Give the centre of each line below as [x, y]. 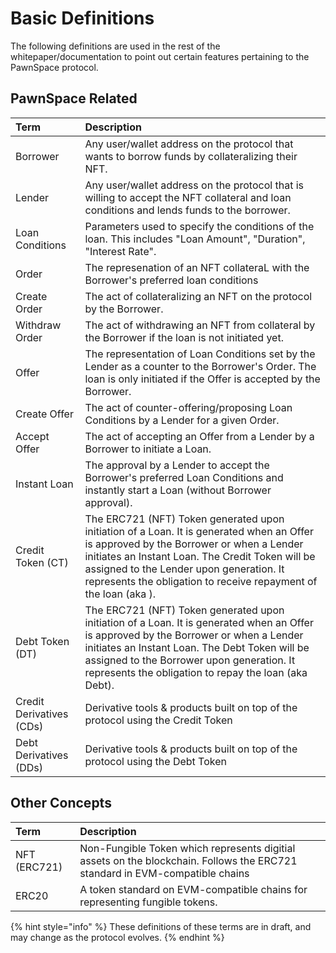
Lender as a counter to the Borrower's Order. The [200, 366]
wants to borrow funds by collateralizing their [191, 156]
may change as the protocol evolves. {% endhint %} [117, 937]
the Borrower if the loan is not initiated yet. [184, 337]
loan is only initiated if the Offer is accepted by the [202, 379]
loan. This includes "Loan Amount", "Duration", [195, 239]
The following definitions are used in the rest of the [115, 46]
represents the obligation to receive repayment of [201, 581]
